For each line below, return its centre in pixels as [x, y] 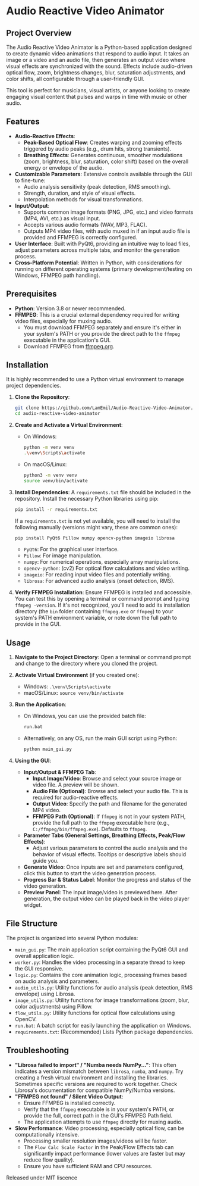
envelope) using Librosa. [45, 994]
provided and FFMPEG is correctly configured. [80, 237]
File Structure [32, 924]
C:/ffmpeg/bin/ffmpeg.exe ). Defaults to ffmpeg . [90, 829]
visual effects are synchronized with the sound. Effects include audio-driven [99, 66]
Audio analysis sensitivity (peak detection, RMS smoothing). [97, 186]
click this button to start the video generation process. [90, 873]
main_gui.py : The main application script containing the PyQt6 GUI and [101, 949]
